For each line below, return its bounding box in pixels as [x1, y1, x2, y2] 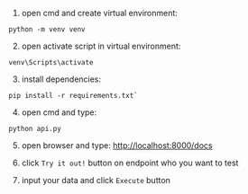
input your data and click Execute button [21, 175, 170, 185]
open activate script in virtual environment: [21, 40, 181, 51]
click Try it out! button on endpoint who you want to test [21, 157, 239, 168]
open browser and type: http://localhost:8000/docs [21, 140, 213, 151]
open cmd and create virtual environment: [21, 8, 178, 18]
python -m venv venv [8, 25, 87, 34]
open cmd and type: [21, 107, 97, 118]
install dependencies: [21, 74, 101, 84]
